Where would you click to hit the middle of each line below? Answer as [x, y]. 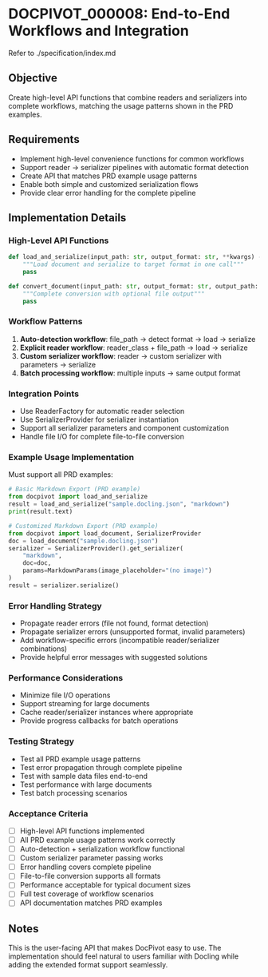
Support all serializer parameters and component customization [124, 428]
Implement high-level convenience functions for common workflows [132, 159]
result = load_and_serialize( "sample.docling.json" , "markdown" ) [119, 504]
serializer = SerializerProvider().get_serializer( [96, 548]
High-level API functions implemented [82, 831]
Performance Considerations [66, 677]
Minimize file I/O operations [65, 695]
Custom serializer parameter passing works [91, 858]
